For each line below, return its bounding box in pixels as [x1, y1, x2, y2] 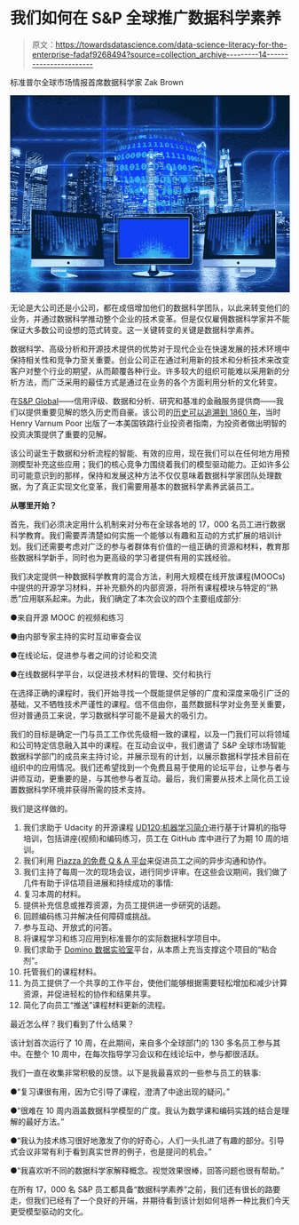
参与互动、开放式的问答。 [22, 922, 117, 933]
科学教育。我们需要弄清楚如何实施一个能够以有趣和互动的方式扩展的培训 [10, 530, 274, 541]
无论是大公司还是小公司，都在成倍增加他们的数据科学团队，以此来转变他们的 [10, 303, 290, 314]
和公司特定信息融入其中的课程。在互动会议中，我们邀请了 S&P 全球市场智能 [10, 740, 287, 751]
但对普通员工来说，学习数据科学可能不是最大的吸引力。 [10, 710, 212, 720]
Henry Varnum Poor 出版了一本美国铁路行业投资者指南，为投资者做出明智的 [10, 418, 287, 429]
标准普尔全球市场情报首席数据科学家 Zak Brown [10, 76, 185, 87]
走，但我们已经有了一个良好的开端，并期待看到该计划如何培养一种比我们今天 [10, 1196, 290, 1206]
